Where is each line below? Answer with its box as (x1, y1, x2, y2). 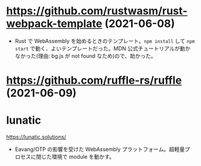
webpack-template (6, 17, 103, 30)
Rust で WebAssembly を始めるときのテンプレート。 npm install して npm (14, 37, 195, 44)
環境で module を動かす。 (51, 153, 115, 161)
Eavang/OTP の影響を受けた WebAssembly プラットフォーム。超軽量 (14, 146, 185, 153)
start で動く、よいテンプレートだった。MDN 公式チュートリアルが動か (14, 45, 191, 52)
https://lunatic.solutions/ (6, 133, 66, 141)
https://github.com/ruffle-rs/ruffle (6, 73, 182, 87)
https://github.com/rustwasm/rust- (6, 4, 188, 18)
